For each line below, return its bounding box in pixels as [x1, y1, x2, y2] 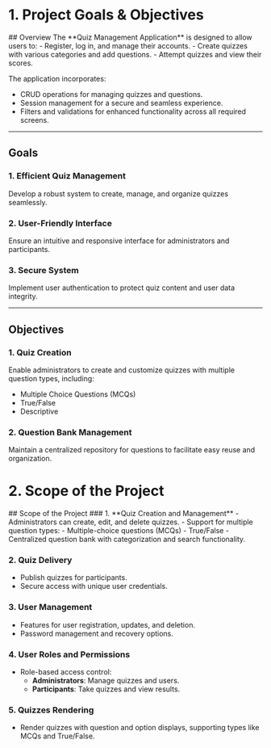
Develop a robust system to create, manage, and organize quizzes [8, 188, 228, 199]
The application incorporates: [8, 74, 106, 83]
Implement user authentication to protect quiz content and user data [8, 283, 236, 292]
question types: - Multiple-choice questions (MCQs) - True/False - [8, 526, 230, 536]
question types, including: [8, 373, 94, 383]
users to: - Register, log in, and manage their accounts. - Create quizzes [8, 40, 248, 50]
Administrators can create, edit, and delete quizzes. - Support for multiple [8, 517, 254, 527]
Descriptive [19, 406, 59, 416]
